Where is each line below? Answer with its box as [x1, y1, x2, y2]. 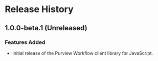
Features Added [5, 39, 46, 46]
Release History [5, 4, 74, 15]
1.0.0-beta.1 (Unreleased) [5, 24, 87, 32]
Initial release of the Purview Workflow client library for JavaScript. [12, 50, 153, 56]
